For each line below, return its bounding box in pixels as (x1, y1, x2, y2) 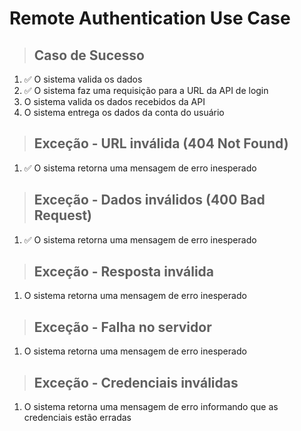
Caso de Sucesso (33, 47, 145, 64)
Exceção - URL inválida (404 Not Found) (33, 135, 289, 152)
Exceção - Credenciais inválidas (33, 374, 239, 391)
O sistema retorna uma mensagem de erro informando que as (23, 401, 279, 413)
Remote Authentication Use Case (9, 7, 291, 30)
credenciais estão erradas (23, 412, 132, 424)
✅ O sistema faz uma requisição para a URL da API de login (23, 85, 269, 96)
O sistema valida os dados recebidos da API (23, 96, 206, 107)
